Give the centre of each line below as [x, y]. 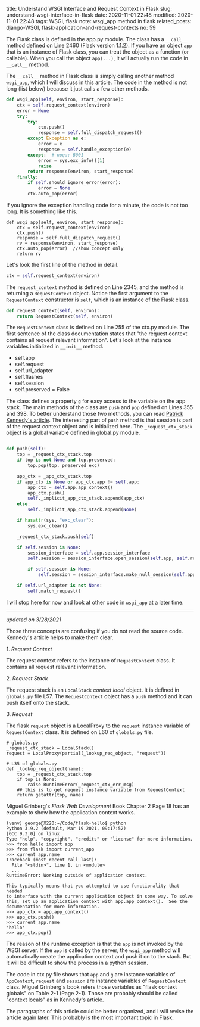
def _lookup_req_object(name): [45, 769]
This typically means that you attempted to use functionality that [93, 886]
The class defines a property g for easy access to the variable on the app [96, 401]
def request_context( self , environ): [53, 310]
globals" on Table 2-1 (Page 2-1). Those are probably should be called [92, 993]
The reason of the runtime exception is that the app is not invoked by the [95, 944]
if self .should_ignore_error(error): [74, 183]
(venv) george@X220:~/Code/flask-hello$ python [66, 823]
